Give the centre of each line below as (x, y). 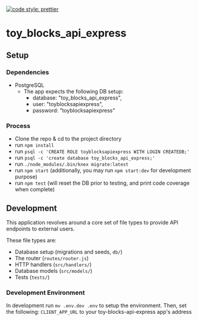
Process (18, 126)
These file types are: (31, 240)
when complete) (35, 189)
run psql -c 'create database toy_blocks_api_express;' (85, 158)
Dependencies (28, 72)
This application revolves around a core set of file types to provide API (92, 222)
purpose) (26, 177)
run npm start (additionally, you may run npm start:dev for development (103, 170)
